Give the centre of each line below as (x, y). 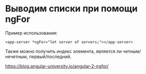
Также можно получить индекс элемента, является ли (63, 51)
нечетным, (17, 56)
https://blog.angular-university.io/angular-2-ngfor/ (57, 66)
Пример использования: (31, 33)
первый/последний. (50, 56)
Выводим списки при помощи (71, 9)
